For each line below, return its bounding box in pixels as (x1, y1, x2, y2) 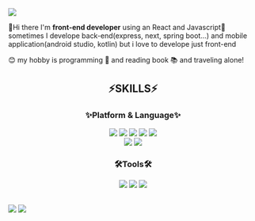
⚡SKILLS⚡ (108, 82, 158, 96)
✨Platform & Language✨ (85, 110, 181, 121)
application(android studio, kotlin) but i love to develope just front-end (8, 40, 237, 48)
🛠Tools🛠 (114, 158, 152, 170)
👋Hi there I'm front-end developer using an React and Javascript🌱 (8, 23, 226, 32)
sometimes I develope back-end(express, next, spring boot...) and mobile (8, 31, 248, 40)
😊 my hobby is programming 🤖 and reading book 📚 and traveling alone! (8, 55, 244, 64)
